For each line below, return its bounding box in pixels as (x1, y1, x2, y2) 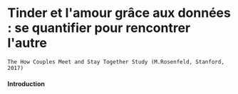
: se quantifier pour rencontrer (7, 20, 191, 36)
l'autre (7, 35, 48, 51)
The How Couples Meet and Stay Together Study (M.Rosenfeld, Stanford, (7, 58, 224, 65)
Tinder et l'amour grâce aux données (7, 5, 232, 21)
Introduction (7, 79, 45, 88)
